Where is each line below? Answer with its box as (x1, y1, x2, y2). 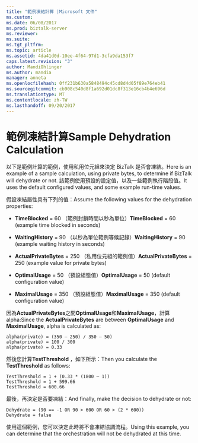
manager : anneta (6, 75, 46, 81)
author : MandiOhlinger (6, 64, 62, 70)
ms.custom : (6, 14, 33, 20)
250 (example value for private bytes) (14, 260, 107, 267)
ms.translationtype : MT (6, 91, 65, 97)
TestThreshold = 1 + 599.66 (6, 379, 76, 385)
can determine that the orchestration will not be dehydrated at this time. (6, 430, 181, 437)
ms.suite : (6, 36, 31, 42)
